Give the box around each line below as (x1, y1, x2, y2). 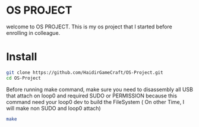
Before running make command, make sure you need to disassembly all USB (6, 86, 193, 93)
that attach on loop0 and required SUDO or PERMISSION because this (6, 92, 177, 99)
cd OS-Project (6, 75, 42, 81)
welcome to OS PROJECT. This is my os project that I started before (6, 23, 172, 30)
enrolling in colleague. (6, 29, 61, 36)
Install (6, 50, 37, 64)
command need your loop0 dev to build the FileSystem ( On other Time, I (6, 98, 185, 105)
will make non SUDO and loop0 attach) (6, 105, 101, 112)
